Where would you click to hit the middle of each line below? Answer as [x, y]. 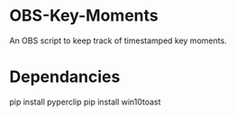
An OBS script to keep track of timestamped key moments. [118, 40]
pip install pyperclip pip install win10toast [85, 102]
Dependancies [65, 77]
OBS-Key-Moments [84, 16]
